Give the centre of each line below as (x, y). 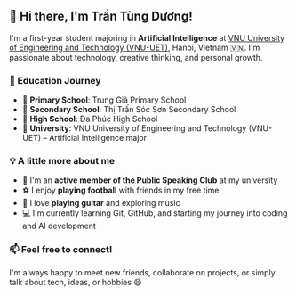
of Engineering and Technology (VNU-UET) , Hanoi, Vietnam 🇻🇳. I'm (135, 47)
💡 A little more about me (62, 161)
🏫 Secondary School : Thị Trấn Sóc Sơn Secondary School (129, 110)
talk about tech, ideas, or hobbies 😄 (76, 282)
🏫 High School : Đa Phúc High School (90, 119)
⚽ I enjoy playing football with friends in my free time (120, 190)
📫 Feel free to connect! (61, 250)
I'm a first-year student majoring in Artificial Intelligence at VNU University (147, 37)
